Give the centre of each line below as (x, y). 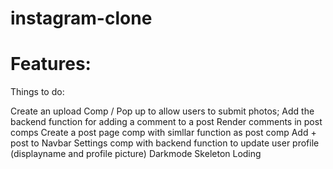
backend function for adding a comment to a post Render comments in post (166, 122)
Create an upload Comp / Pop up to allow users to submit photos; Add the (162, 111)
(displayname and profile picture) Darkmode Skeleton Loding (136, 154)
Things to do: (37, 92)
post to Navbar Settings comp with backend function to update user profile (165, 143)
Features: (51, 64)
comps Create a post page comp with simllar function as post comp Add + (163, 133)
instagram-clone (81, 18)
